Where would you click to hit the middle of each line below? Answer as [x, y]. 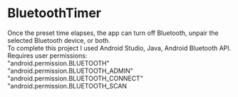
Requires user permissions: [47, 56]
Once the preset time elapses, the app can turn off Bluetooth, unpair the [113, 33]
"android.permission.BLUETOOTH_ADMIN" [70, 71]
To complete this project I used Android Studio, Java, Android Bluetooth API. [119, 48]
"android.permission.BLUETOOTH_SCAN [67, 86]
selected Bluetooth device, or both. [59, 40]
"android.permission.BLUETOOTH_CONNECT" [76, 78]
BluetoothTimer [55, 13]
